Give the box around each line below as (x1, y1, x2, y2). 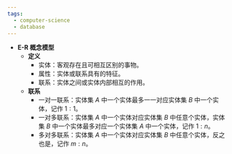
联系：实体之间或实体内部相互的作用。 (38, 78, 149, 87)
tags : (7, 10, 23, 17)
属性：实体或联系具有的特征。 (38, 69, 124, 78)
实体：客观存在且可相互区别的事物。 (38, 61, 143, 69)
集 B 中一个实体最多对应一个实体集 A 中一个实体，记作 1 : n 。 (38, 122, 215, 130)
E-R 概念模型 (17, 43, 55, 52)
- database (13, 23, 45, 30)
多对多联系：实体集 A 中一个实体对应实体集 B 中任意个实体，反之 (38, 131, 225, 139)
